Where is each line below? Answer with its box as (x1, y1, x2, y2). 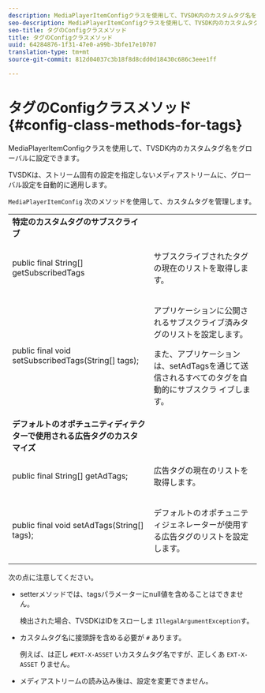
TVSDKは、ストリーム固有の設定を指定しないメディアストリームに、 (8, 170, 231, 179)
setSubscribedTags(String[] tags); (12, 354, 140, 365)
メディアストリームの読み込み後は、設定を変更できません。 (19, 676, 213, 685)
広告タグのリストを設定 (161, 530, 248, 541)
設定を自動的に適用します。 (21, 179, 112, 189)
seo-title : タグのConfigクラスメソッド (8, 26, 128, 34)
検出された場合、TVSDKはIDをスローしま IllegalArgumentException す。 (19, 616, 254, 625)
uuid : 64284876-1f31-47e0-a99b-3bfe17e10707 (8, 41, 157, 49)
